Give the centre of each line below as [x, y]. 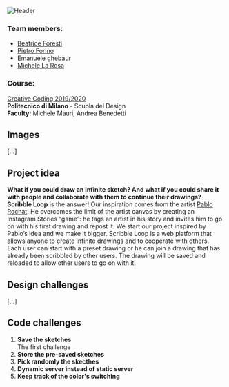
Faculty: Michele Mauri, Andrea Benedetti [67, 113]
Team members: [35, 28]
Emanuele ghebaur [44, 58]
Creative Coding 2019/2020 [47, 98]
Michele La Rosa [40, 66]
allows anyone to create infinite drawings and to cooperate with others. [108, 241]
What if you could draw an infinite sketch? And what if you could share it [113, 190]
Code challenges [44, 323]
